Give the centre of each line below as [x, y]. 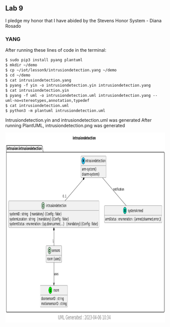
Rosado [13, 26]
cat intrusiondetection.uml [40, 106]
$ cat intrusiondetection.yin [37, 91]
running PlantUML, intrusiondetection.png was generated [65, 126]
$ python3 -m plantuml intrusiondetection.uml [55, 111]
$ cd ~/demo [18, 76]
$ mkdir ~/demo [21, 65]
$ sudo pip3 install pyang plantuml [44, 60]
